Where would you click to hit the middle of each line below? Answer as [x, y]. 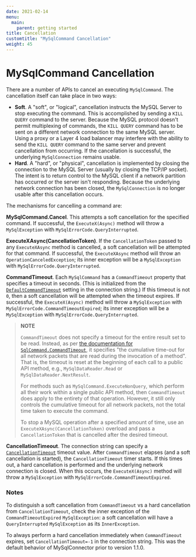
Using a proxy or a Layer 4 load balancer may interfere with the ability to [102, 138]
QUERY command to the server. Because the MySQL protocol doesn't [96, 119]
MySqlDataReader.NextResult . [55, 374]
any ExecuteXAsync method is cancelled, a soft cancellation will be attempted [98, 247]
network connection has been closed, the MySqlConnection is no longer [100, 188]
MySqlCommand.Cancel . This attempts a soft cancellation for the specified [97, 217]
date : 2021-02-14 [27, 11]
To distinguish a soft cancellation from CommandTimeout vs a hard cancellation [98, 505]
